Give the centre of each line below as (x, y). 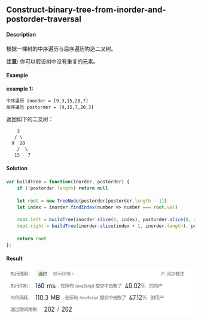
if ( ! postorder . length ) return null (63, 188)
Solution (17, 168)
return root (32, 239)
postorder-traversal (44, 19)
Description (21, 34)
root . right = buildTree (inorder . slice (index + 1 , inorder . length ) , (103, 226)
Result (14, 259)
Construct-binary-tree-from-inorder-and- (86, 10)
